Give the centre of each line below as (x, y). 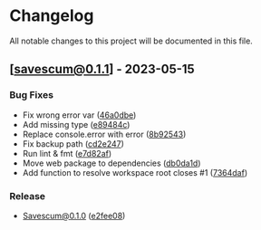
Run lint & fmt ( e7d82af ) (67, 153)
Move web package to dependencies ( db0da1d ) (111, 163)
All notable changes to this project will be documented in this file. (131, 41)
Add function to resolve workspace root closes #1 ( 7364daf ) (135, 172)
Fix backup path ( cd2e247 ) (73, 144)
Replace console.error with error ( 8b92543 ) (104, 134)
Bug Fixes (32, 95)
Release (28, 196)
